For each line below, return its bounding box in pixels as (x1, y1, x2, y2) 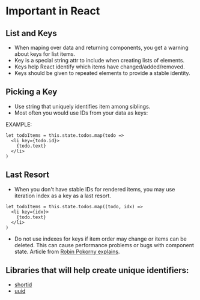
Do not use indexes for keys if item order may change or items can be (14, 235, 187, 242)
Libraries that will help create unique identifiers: (5, 265, 189, 275)
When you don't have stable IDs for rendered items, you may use (14, 185, 175, 193)
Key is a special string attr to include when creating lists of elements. (14, 57, 184, 64)
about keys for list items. (14, 50, 76, 58)
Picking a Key (5, 87, 58, 97)
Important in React (5, 4, 100, 18)
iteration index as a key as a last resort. (14, 192, 112, 199)
